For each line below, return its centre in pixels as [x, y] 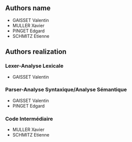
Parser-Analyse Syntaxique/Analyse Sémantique [66, 90]
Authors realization [36, 52]
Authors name [28, 8]
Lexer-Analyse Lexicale [34, 66]
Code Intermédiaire [29, 119]
